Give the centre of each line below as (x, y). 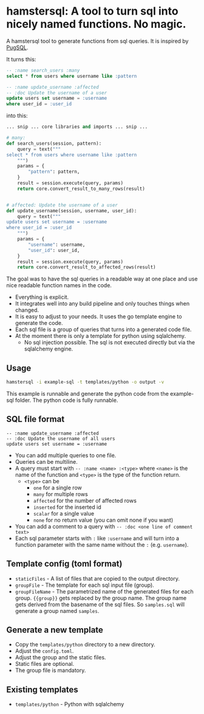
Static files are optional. (45, 664)
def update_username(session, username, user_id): (72, 211)
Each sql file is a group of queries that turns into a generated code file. (103, 329)
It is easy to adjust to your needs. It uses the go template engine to (98, 317)
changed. (27, 310)
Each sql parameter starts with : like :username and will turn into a (97, 538)
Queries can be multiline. (46, 461)
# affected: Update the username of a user (62, 205)
